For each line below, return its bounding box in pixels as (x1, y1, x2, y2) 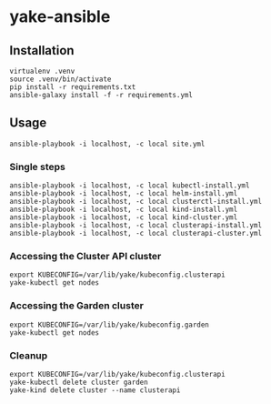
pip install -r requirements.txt (9, 83, 136, 92)
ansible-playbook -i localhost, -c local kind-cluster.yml (9, 213, 238, 222)
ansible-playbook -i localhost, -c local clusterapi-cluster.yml (9, 229, 262, 238)
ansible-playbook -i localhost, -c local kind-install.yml (9, 205, 238, 215)
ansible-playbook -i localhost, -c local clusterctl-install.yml (9, 197, 262, 207)
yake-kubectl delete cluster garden (9, 378, 148, 387)
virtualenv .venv (9, 66, 75, 76)
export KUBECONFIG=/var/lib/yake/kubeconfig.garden (9, 320, 209, 329)
